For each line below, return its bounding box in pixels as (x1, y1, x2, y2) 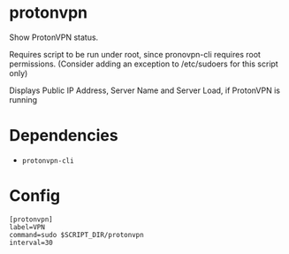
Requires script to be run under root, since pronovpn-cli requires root (9, 49, 261, 59)
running (9, 94, 38, 104)
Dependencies (9, 126, 118, 146)
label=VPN (9, 222, 46, 232)
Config (9, 186, 60, 206)
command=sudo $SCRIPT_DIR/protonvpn (9, 230, 144, 239)
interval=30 (9, 238, 53, 247)
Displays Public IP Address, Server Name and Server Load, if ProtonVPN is (9, 85, 281, 96)
